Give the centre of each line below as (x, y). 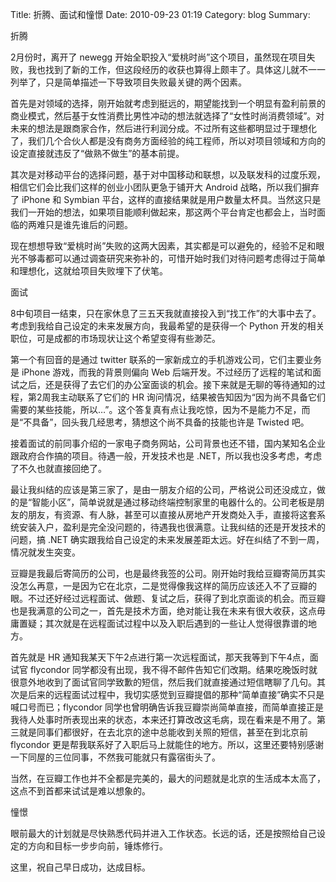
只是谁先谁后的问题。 (88, 224)
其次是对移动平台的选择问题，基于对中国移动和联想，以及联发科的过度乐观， (168, 174)
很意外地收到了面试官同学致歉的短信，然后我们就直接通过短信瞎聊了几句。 (163, 682)
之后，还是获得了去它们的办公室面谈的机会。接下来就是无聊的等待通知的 (167, 384)
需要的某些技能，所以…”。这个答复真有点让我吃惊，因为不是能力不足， (156, 409)
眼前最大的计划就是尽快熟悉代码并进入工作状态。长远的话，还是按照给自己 (163, 833)
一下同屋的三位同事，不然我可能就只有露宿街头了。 (115, 757)
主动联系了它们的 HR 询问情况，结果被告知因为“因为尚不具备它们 (192, 397)
